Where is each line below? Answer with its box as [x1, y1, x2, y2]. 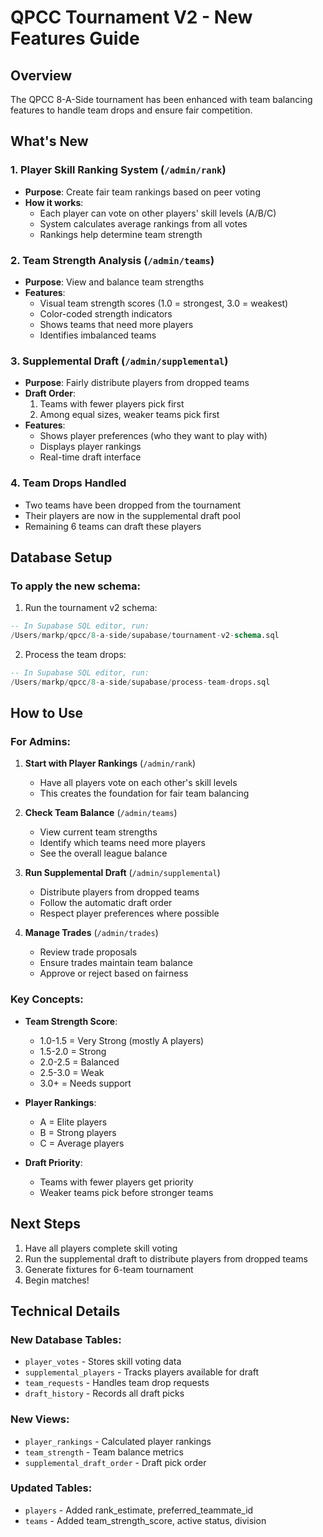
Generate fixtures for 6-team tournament [24, 1263, 194, 1275]
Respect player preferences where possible [39, 907, 220, 920]
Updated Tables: [10, 1481, 93, 1495]
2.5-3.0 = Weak [39, 1066, 105, 1078]
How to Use [10, 705, 84, 722]
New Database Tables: [10, 1332, 122, 1346]
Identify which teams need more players [39, 837, 206, 849]
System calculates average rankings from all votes [39, 217, 248, 230]
